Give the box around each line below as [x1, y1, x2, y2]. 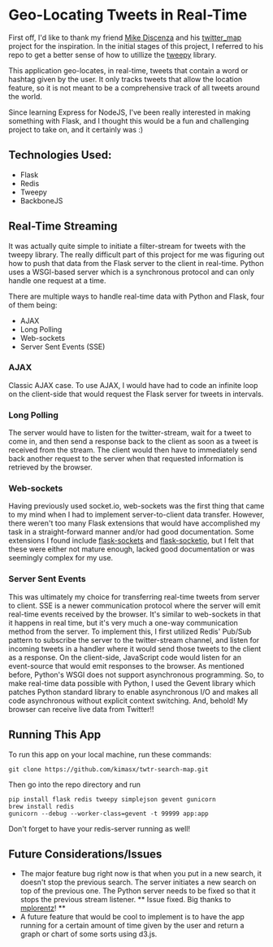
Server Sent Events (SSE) [19, 342, 106, 351]
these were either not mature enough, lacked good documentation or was [8, 544, 255, 554]
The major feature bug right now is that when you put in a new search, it [19, 869, 262, 879]
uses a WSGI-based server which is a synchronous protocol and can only [8, 267, 254, 277]
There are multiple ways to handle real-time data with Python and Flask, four [8, 291, 265, 301]
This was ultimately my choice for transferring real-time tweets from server [8, 591, 260, 601]
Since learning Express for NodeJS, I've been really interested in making [8, 107, 251, 117]
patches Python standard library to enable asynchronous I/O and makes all [8, 687, 258, 696]
